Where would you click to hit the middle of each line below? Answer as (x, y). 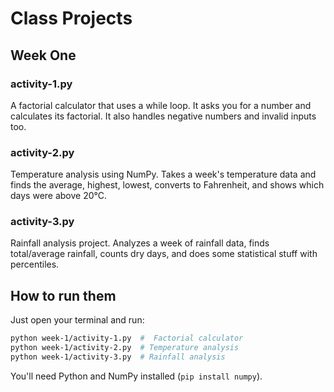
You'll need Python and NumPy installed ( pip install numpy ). (136, 376)
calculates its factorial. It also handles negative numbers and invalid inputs (163, 116)
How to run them (63, 295)
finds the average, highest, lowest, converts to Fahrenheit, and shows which (167, 185)
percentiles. (35, 264)
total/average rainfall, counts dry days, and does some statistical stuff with (164, 254)
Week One (43, 55)
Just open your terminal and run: (77, 320)
